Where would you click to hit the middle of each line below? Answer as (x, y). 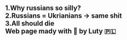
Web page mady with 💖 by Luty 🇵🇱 (61, 31)
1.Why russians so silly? (43, 8)
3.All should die (30, 23)
